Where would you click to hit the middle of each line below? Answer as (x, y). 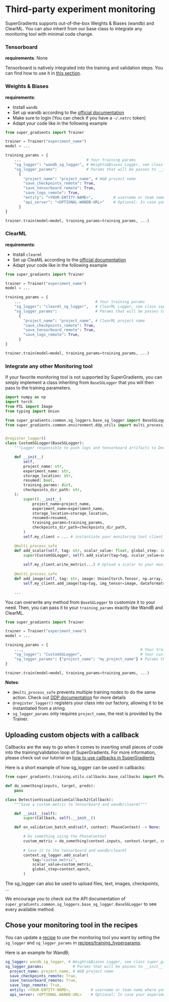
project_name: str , (44, 466)
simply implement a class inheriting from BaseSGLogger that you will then (80, 382)
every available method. (30, 910)
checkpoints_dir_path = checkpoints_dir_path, (79, 527)
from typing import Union (32, 411)
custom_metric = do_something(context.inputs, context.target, (91, 841)
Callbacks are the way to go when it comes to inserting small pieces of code (84, 747)
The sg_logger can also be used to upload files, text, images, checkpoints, (82, 883)
